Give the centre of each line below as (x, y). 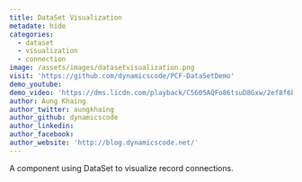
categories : (31, 34)
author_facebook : (42, 134)
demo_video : (31, 92)
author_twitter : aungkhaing (62, 109)
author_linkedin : (42, 126)
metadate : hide (38, 26)
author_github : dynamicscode (64, 117)
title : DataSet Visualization (66, 17)
